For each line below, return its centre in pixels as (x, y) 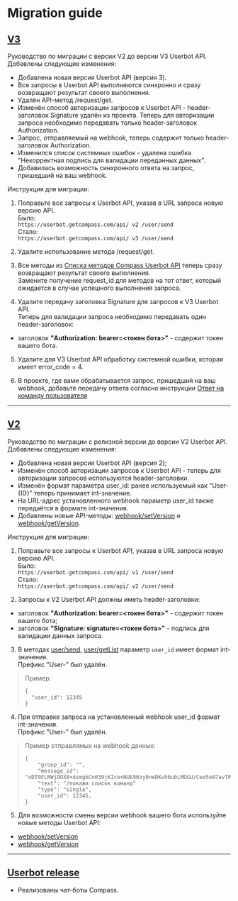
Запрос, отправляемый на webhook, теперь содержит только (110, 138)
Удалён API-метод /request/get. (65, 100)
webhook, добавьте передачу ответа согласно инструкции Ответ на (121, 388)
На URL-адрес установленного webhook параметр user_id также (116, 500)
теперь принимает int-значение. (83, 493)
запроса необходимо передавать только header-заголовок (107, 123)
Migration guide (55, 13)
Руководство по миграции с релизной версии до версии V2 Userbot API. (118, 442)
